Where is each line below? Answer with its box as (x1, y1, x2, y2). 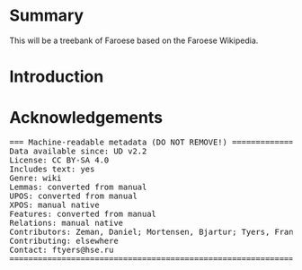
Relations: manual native (9, 218, 124, 229)
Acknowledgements (9, 108, 164, 128)
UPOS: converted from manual (9, 191, 138, 202)
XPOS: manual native (9, 200, 101, 211)
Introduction (9, 66, 104, 87)
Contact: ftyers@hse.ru (9, 245, 114, 256)
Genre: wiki (9, 173, 62, 184)
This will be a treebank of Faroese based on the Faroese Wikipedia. (9, 35, 259, 46)
